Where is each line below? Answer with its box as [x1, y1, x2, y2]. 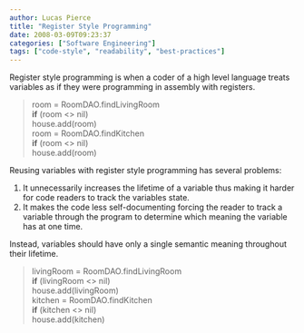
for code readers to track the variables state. [22, 192, 191, 203]
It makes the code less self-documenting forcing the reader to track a [22, 201, 283, 213]
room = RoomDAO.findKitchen [31, 128, 145, 139]
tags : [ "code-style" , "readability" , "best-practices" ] [9, 47, 225, 56]
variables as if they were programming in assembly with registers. [9, 82, 256, 93]
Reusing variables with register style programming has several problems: [9, 165, 282, 176]
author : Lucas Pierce [9, 13, 92, 23]
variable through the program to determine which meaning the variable [22, 211, 288, 222]
